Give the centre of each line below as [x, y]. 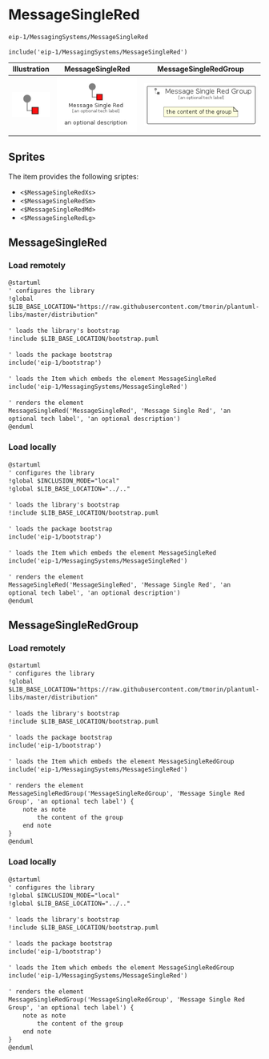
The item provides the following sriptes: [74, 176]
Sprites [27, 157]
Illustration [31, 69]
